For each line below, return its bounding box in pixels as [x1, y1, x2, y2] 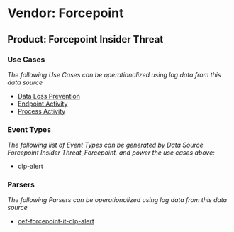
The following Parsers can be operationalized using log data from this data [7, 196, 228, 204]
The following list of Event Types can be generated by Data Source [7, 140, 204, 150]
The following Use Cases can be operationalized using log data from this [7, 70, 221, 79]
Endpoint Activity [17, 99, 68, 108]
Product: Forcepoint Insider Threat [7, 33, 164, 45]
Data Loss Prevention [17, 92, 80, 100]
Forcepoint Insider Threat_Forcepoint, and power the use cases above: [7, 148, 215, 157]
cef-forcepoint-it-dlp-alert [17, 217, 94, 226]
